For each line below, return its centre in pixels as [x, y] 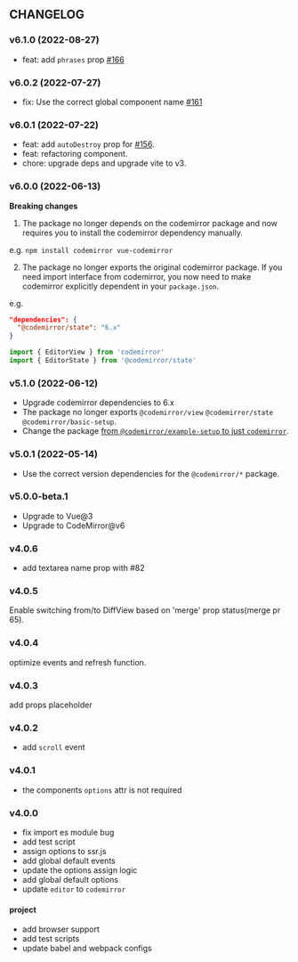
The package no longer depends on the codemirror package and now [150, 223]
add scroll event [54, 747]
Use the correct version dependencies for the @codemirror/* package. [151, 473]
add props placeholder [51, 705]
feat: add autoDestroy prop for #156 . [88, 144]
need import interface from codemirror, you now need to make [137, 276]
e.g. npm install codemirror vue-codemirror [91, 249]
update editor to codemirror [74, 889]
